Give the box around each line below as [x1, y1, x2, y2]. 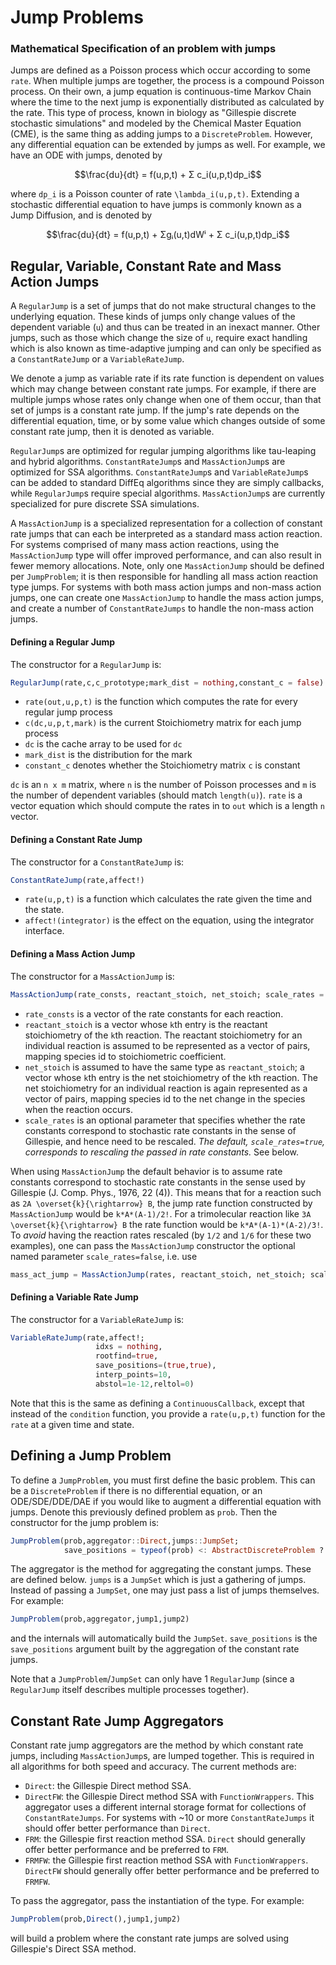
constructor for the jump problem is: [10, 1516, 160, 1528]
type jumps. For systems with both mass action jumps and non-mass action [10, 581, 322, 593]
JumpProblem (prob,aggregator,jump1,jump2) [10, 1614, 190, 1625]
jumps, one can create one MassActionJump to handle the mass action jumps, [10, 592, 324, 604]
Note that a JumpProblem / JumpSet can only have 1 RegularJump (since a [10, 1673, 295, 1685]
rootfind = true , [95, 1351, 159, 1361]
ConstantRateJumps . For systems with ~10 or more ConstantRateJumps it [24, 1812, 315, 1824]
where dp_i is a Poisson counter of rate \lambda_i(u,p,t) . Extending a [10, 188, 300, 200]
